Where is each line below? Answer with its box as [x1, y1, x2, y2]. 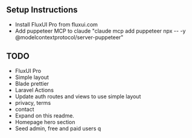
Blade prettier [14, 80, 50, 87]
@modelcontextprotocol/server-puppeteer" [14, 33, 124, 41]
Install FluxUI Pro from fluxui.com [14, 20, 98, 28]
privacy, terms [14, 99, 51, 106]
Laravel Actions [14, 86, 54, 93]
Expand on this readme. [14, 111, 74, 119]
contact [14, 105, 34, 113]
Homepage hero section [14, 118, 75, 125]
